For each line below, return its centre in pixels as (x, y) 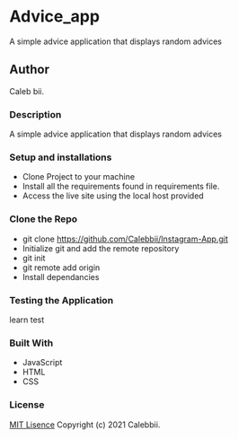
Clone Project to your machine (79, 177)
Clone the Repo (44, 219)
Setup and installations (61, 157)
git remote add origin (61, 268)
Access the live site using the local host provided (113, 196)
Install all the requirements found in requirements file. (121, 187)
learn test (27, 320)
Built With (31, 343)
